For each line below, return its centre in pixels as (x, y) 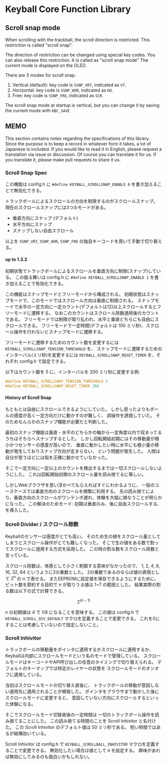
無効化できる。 (29, 190)
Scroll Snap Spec (26, 172)
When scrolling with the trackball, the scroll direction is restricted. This (78, 40)
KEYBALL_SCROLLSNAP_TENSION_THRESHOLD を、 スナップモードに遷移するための (84, 349)
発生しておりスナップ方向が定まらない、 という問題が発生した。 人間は (87, 451)
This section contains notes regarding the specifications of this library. (78, 138)
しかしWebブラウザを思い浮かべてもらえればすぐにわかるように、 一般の (80, 485)
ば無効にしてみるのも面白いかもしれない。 (49, 757)
